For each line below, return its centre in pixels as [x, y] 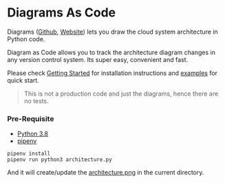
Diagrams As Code [62, 13]
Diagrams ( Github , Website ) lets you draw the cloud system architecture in [112, 32]
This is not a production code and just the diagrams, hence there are [121, 94]
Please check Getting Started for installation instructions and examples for [112, 73]
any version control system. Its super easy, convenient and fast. [98, 59]
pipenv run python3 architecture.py [60, 160]
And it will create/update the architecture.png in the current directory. [106, 173]
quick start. [23, 80]
